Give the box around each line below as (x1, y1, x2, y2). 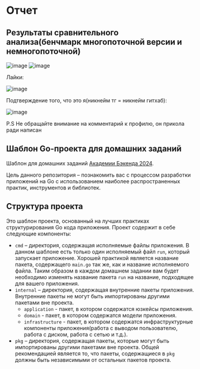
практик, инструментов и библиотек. (6, 184, 101, 191)
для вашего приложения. (14, 280, 80, 287)
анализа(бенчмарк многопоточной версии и (6, 37, 183, 47)
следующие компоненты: (6, 230, 71, 237)
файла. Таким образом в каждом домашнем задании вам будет (14, 267, 179, 274)
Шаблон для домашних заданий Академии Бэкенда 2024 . (6, 159, 154, 167)
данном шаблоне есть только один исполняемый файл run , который (14, 248, 190, 255)
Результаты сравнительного (6, 28, 119, 38)
